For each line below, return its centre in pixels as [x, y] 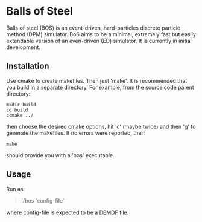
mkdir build [21, 105]
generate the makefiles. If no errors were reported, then [75, 133]
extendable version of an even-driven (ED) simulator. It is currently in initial [99, 41]
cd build [17, 110]
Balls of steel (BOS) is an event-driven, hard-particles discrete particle [93, 28]
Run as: [16, 189]
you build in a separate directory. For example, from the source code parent [100, 87]
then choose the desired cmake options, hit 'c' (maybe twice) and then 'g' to [101, 126]
